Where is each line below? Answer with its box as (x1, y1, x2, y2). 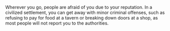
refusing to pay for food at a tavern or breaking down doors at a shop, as (5, 15, 158, 20)
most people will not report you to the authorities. (5, 20, 109, 26)
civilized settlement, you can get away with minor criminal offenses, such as (5, 9, 165, 15)
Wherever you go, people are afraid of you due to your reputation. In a (5, 4, 153, 10)
